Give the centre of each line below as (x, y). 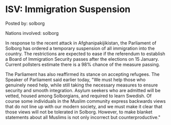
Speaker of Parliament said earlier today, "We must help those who (76, 79)
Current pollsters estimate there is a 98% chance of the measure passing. (83, 64)
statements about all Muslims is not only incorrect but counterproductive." (83, 117)
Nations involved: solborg (32, 33)
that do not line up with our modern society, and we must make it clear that (84, 106)
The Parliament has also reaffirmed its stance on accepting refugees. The (82, 74)
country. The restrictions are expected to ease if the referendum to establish (85, 54)
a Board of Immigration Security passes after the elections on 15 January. (82, 59)
